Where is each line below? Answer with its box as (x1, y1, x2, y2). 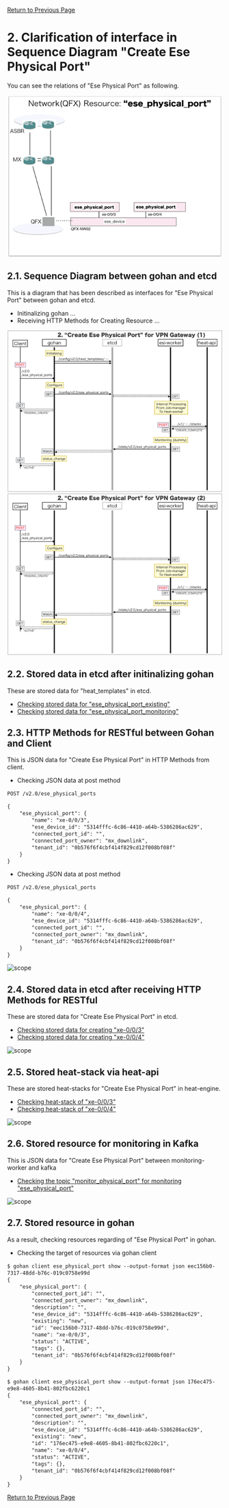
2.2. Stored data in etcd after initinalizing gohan (7, 668, 214, 680)
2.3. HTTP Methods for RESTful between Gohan (7, 727, 215, 738)
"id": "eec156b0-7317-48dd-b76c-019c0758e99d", (31, 1324, 170, 1331)
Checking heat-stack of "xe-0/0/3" (16, 1098, 116, 1105)
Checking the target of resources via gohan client (16, 1248, 157, 1257)
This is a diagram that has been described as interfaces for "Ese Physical (7, 288, 213, 297)
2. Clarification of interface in (7, 30, 178, 45)
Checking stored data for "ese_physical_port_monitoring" (16, 707, 179, 715)
